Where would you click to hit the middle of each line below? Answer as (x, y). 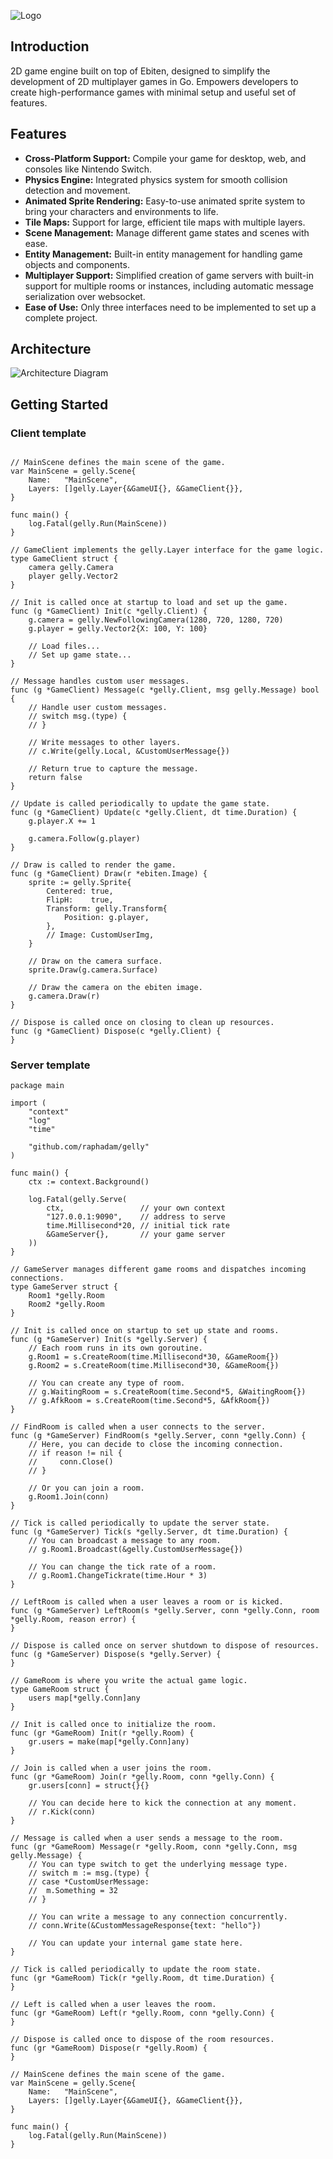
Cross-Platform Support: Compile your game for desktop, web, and (165, 158)
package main (37, 1086)
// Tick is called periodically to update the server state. (140, 1523)
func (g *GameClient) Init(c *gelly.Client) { (109, 611)
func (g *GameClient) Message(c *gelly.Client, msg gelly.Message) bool (165, 690)
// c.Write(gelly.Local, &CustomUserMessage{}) (129, 751)
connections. (37, 1278)
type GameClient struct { (64, 559)
